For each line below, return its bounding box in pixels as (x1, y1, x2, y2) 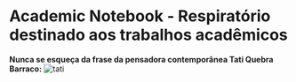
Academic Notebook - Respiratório (9, 6, 271, 26)
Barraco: (9, 63, 43, 74)
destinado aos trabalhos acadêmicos (9, 25, 289, 45)
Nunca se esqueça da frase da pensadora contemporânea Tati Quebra (9, 54, 274, 64)
